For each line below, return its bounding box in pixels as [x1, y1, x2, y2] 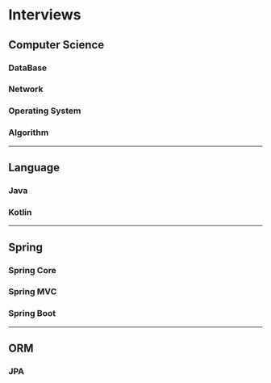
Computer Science [8, 38, 105, 52]
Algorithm [8, 127, 49, 138]
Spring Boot [8, 308, 56, 319]
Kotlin [8, 206, 32, 217]
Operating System [8, 105, 81, 116]
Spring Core [8, 264, 56, 276]
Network [8, 83, 44, 95]
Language [8, 161, 60, 175]
